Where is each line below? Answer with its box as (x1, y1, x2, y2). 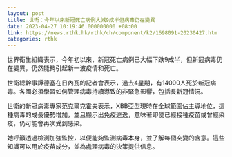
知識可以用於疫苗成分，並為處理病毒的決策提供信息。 (7, 143, 159, 151)
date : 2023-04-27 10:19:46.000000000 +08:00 (7, 23, 137, 30)
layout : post (7, 10, 45, 17)
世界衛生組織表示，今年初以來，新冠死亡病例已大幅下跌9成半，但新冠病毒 (7, 56, 217, 64)
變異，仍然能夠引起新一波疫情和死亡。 (12, 64, 122, 72)
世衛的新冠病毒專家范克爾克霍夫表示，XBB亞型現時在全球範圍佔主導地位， (7, 102, 219, 110)
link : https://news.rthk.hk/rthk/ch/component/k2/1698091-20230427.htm (7, 29, 217, 36)
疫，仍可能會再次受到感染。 (7, 119, 86, 127)
